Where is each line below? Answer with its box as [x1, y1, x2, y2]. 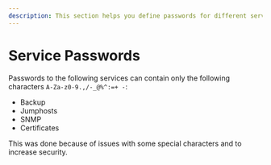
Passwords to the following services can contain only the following [8, 73, 231, 83]
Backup [19, 97, 46, 107]
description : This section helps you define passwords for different [8, 11, 248, 20]
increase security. [8, 146, 69, 157]
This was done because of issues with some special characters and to [8, 138, 242, 148]
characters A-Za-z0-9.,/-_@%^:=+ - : [8, 81, 128, 91]
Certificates [19, 122, 60, 133]
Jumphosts [19, 105, 58, 115]
